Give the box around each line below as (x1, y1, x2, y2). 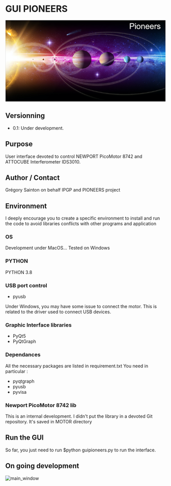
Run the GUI (5, 434, 44, 442)
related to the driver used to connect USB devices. (5, 309, 111, 315)
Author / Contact (5, 173, 60, 182)
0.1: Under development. (12, 125, 64, 131)
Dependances (5, 351, 41, 358)
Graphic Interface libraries (5, 321, 72, 329)
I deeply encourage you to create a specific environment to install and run (5, 215, 160, 222)
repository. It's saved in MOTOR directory (5, 418, 93, 424)
